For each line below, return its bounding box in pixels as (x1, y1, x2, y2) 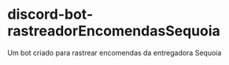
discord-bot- (7, 5, 94, 23)
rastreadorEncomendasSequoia (7, 22, 221, 40)
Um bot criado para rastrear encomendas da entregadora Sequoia (7, 48, 222, 57)
